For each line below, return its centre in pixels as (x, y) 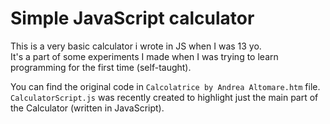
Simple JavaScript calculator (132, 18)
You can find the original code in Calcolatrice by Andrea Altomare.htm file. (165, 86)
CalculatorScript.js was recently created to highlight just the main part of (164, 97)
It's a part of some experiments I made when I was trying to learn (144, 56)
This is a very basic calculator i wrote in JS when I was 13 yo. (136, 46)
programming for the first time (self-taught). (101, 67)
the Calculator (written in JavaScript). (87, 108)
